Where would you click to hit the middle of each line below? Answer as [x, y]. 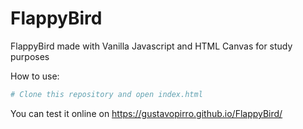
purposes [30, 56]
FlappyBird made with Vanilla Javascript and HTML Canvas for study [151, 46]
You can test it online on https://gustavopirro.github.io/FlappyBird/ [146, 113]
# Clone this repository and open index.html [106, 94]
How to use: [35, 76]
